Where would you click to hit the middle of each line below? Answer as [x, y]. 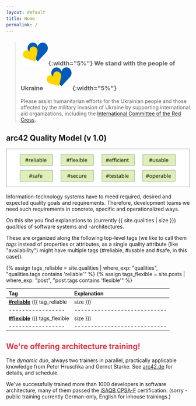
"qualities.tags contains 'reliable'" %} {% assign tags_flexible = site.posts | [96, 274]
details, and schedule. [33, 373]
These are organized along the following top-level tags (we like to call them [96, 238]
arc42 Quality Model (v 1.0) [56, 138]
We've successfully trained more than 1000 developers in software [86, 384]
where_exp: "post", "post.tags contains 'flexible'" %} [69, 280]
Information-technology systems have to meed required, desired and [89, 197]
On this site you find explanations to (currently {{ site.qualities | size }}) [91, 221]
